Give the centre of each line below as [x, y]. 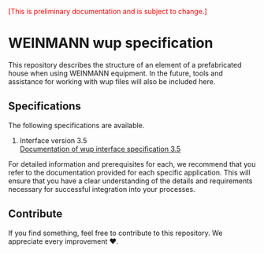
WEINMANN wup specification [111, 43]
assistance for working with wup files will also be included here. [112, 81]
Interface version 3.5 [53, 140]
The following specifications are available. [76, 125]
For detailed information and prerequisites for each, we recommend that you [132, 164]
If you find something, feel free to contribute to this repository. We [115, 233]
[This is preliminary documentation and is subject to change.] [108, 11]
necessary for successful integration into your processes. [102, 189]
